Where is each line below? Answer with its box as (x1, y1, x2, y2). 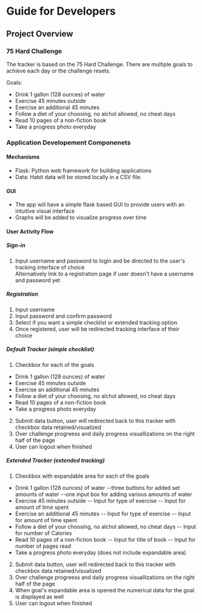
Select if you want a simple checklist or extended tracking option (15, 319, 178, 326)
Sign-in (6, 242, 25, 249)
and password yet (15, 276, 61, 284)
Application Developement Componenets (6, 138, 131, 147)
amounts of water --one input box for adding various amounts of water (15, 491, 192, 498)
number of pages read (15, 542, 72, 550)
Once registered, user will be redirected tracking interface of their (15, 325, 180, 333)
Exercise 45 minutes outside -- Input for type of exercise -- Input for (15, 497, 186, 504)
